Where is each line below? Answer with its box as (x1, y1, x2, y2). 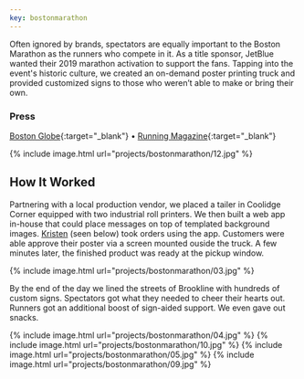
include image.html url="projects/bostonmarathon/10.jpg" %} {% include (9, 339, 283, 350)
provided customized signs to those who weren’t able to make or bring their (9, 77, 294, 88)
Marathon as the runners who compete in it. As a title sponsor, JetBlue (9, 47, 274, 59)
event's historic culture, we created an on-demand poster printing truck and (9, 68, 296, 79)
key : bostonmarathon (9, 13, 89, 23)
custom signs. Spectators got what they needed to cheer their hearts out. (9, 292, 286, 303)
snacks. (9, 311, 39, 322)
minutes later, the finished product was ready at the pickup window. (9, 247, 265, 258)
